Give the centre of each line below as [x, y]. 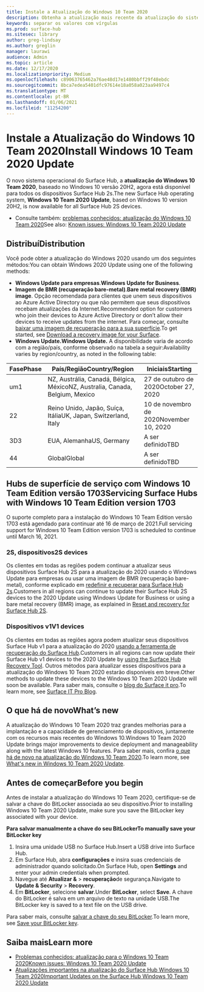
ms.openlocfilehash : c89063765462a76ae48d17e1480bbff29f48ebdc [88, 80]
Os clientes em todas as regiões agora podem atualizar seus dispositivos [97, 640]
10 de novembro [167, 405]
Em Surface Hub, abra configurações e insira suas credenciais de [98, 860]
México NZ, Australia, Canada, [90, 387]
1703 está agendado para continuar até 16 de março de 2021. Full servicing [99, 524]
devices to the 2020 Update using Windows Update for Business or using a [100, 598]
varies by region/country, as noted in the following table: [86, 354]
